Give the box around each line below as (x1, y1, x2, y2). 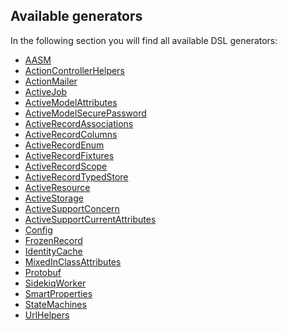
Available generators (10, 8, 143, 25)
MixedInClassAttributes (24, 255, 122, 268)
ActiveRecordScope (24, 160, 108, 172)
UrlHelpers (24, 309, 70, 321)
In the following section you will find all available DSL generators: (10, 34, 278, 46)
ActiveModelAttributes (24, 96, 118, 108)
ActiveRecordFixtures (24, 149, 115, 161)
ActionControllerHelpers (24, 64, 125, 76)
